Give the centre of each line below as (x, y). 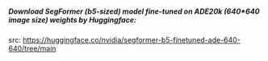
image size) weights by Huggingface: (73, 19)
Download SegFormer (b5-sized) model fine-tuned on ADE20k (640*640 (134, 11)
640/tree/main (32, 48)
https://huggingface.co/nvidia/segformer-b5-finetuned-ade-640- (132, 39)
